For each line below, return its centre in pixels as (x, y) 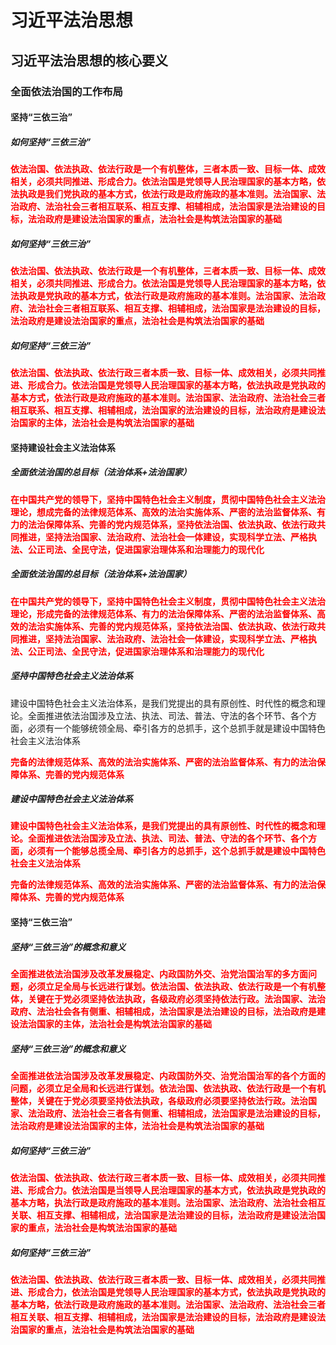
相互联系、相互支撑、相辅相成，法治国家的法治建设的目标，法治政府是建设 (163, 410)
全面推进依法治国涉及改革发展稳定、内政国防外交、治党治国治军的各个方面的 (168, 1075)
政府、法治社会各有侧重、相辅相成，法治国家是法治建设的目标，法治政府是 (163, 1012)
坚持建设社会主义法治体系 (63, 447)
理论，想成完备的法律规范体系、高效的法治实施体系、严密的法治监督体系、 (163, 512)
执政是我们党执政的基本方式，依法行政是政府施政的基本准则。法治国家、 (167, 194)
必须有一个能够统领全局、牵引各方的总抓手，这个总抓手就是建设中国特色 (176, 728)
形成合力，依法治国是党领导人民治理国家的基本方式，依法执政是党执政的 (176, 1292)
